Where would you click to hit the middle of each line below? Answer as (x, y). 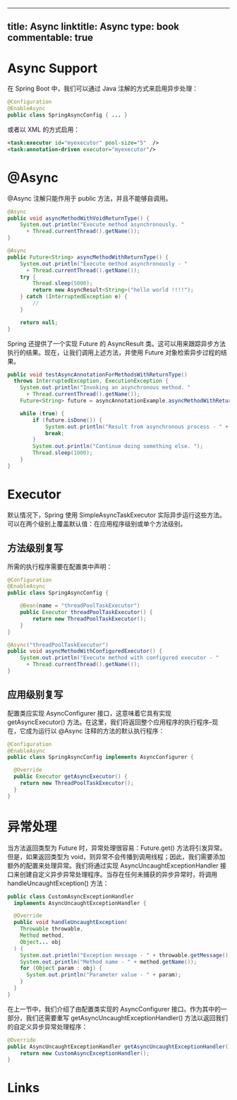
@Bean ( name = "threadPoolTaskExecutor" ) (80, 606)
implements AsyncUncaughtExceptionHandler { (80, 903)
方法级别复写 (35, 548)
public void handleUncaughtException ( (71, 923)
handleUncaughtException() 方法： (58, 883)
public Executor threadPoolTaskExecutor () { (86, 613)
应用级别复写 (35, 695)
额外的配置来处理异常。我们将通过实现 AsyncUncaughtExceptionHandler (113, 865)
